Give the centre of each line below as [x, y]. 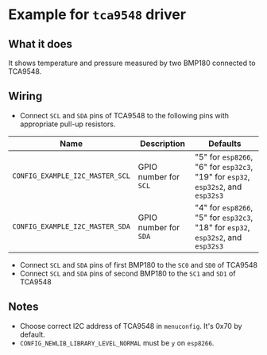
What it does [41, 44]
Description [163, 143]
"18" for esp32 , [222, 227]
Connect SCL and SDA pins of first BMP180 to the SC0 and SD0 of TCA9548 [139, 264]
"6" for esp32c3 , [224, 167]
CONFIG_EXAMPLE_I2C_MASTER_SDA [72, 226]
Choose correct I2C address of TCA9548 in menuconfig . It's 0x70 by [131, 326]
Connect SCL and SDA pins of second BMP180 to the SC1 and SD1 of [128, 273]
